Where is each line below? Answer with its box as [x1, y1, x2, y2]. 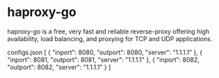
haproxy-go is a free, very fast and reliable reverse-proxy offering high [7, 27, 210, 36]
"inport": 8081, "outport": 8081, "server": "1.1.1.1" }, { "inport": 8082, [7, 55, 200, 63]
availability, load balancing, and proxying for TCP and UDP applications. [7, 34, 213, 42]
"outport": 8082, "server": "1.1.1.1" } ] [7, 63, 111, 71]
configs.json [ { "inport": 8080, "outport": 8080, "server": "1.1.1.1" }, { [7, 48, 203, 56]
